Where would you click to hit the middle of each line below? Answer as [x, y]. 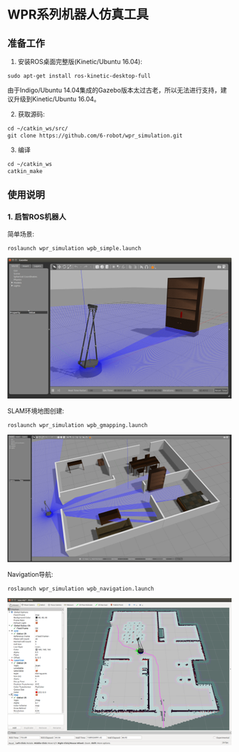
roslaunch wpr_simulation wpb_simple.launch [74, 248]
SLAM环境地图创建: [36, 411]
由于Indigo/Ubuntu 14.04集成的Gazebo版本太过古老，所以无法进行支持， [114, 90]
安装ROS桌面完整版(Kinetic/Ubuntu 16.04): [80, 62]
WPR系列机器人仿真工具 [78, 15]
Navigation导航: [30, 575]
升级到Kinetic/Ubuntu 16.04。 [57, 99]
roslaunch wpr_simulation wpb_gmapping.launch [78, 426]
